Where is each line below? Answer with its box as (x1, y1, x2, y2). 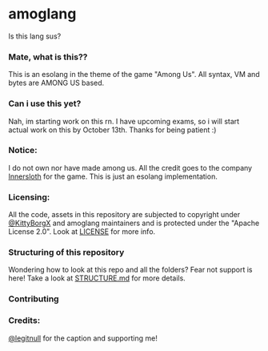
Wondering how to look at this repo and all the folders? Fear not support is (8, 265, 254, 275)
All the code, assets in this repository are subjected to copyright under (8, 210, 241, 220)
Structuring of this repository (8, 247, 125, 258)
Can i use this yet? (8, 98, 82, 109)
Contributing (8, 293, 59, 305)
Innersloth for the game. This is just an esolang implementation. (8, 171, 218, 181)
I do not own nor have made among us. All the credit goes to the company (8, 163, 253, 172)
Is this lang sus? (8, 31, 62, 41)
